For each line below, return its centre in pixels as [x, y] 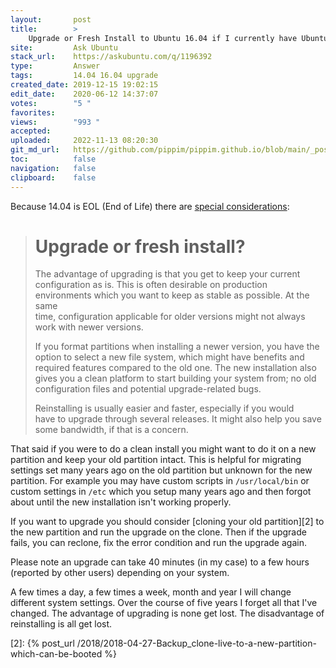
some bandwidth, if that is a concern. [111, 430]
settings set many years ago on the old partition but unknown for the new [161, 470]
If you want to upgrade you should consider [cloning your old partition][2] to [167, 522]
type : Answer [55, 66]
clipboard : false [53, 177]
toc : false [53, 159]
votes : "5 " [51, 103]
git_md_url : [35, 150]
